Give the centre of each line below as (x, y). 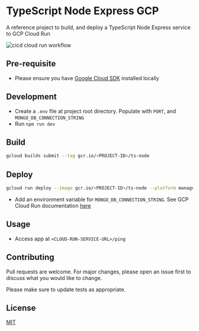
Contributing (30, 257)
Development (32, 97)
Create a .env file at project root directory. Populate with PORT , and (95, 111)
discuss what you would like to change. (54, 278)
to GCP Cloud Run (28, 33)
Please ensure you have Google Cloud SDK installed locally (87, 78)
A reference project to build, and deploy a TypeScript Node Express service (98, 27)
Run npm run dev (35, 123)
